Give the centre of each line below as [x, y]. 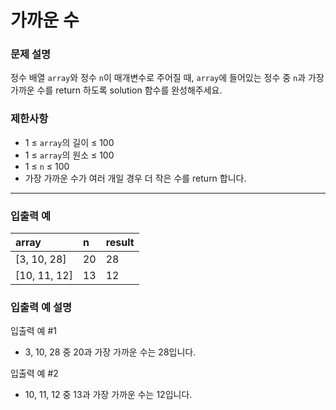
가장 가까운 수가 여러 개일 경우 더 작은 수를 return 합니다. [135, 178]
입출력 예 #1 [33, 331]
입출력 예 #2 [34, 373]
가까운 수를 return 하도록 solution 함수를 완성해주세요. [116, 90]
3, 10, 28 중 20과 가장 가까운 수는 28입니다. [110, 352]
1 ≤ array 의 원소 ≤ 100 [69, 155]
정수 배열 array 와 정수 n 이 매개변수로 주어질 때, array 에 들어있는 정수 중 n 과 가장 [167, 78]
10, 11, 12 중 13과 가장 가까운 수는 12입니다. [108, 395]
